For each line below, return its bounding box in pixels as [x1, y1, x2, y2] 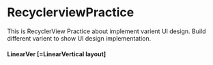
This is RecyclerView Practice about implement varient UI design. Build [7, 27, 206, 35]
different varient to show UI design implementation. [7, 34, 152, 42]
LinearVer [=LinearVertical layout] [7, 49, 106, 58]
